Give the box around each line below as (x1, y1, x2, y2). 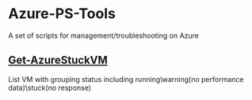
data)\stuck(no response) (8, 83, 92, 92)
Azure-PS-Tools (8, 5, 116, 23)
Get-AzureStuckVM (8, 54, 109, 67)
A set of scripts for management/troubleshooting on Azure (8, 31, 200, 40)
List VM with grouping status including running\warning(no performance (8, 74, 244, 83)
